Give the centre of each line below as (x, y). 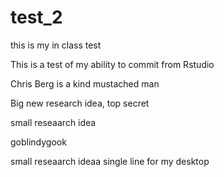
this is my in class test (56, 45)
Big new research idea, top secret (80, 103)
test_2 (36, 17)
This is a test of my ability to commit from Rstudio (112, 64)
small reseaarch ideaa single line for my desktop (110, 161)
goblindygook (38, 142)
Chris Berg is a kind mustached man (85, 83)
